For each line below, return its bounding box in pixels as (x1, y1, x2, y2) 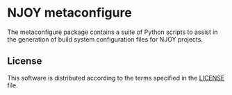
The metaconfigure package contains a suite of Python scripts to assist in (7, 28, 218, 36)
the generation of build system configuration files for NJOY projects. (7, 35, 204, 43)
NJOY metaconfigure (7, 5, 132, 21)
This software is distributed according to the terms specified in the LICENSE (7, 74, 225, 82)
